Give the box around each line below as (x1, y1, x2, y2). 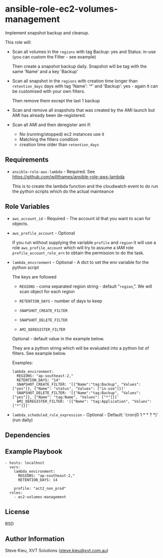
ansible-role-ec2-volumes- (5, 3, 118, 15)
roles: (9, 490, 23, 495)
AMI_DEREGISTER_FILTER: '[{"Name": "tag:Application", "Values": (17, 399, 152, 404)
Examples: (12, 359, 33, 366)
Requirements (5, 156, 49, 164)
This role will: (5, 39, 32, 45)
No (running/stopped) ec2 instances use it (19, 131, 105, 137)
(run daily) (12, 417, 33, 423)
